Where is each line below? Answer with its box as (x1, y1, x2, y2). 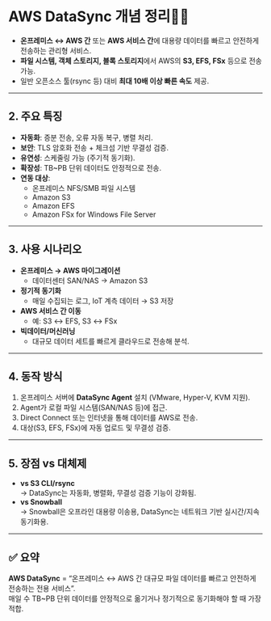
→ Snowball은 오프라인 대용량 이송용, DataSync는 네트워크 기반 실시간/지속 (19, 507, 260, 517)
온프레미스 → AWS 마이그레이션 (19, 265, 121, 275)
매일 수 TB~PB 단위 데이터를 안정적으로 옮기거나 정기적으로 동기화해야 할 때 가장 (8, 594, 262, 603)
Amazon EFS (31, 201, 75, 210)
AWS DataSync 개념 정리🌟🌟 (8, 7, 190, 26)
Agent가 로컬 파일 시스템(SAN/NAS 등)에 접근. (19, 403, 168, 412)
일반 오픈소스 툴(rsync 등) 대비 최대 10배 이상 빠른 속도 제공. (19, 76, 210, 86)
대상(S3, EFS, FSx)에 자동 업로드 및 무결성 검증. (19, 423, 171, 433)
